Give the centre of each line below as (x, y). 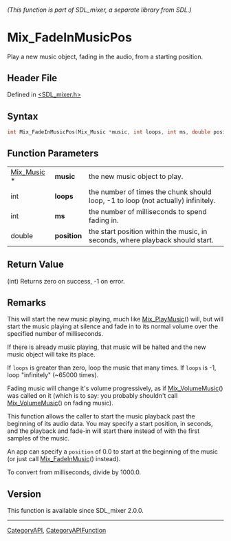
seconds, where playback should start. (151, 240)
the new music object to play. (136, 176)
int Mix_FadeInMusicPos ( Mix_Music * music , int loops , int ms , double (109, 132)
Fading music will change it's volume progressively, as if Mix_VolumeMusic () (115, 388)
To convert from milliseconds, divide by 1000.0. (74, 472)
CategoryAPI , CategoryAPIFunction (57, 531)
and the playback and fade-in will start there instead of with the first (103, 431)
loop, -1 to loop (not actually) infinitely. (152, 200)
